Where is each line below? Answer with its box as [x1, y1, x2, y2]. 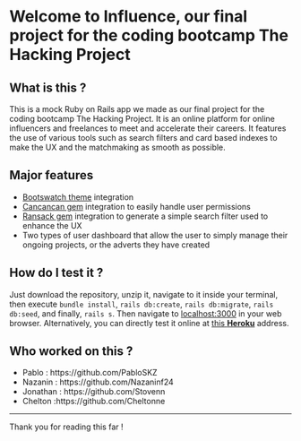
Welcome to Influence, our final [9, 6, 248, 27]
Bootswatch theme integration [21, 191, 134, 203]
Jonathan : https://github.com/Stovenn [21, 386, 166, 397]
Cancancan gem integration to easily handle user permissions [21, 201, 251, 212]
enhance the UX [21, 220, 82, 230]
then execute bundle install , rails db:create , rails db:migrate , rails [9, 298, 274, 309]
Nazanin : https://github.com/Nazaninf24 [21, 376, 175, 387]
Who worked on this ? [9, 343, 133, 359]
